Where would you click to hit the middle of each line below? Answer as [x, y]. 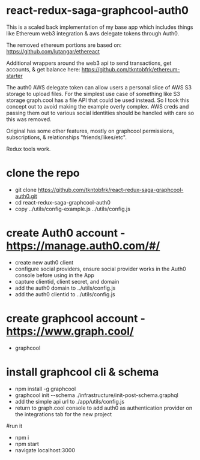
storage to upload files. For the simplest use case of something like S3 [93, 94]
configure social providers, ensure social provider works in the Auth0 [100, 269]
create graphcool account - [76, 318]
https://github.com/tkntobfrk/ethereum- [131, 69]
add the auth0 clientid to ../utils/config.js [65, 294]
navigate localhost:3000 [45, 450]
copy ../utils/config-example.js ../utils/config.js [73, 209]
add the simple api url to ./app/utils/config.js [70, 401]
